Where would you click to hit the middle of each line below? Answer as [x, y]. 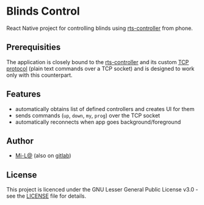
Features [24, 94]
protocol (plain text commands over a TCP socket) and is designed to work [100, 68]
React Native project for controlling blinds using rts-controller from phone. [100, 28]
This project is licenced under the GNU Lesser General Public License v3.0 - [102, 190]
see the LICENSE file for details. [46, 196]
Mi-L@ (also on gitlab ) [43, 156]
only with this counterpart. [39, 75]
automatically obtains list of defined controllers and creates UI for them [105, 109]
